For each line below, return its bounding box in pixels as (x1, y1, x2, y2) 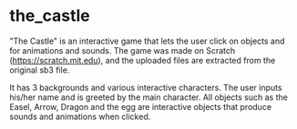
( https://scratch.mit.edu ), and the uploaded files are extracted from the (9, 55, 276, 65)
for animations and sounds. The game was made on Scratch (9, 45, 235, 55)
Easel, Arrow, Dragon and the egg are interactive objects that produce (9, 101, 271, 112)
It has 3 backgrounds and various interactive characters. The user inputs (9, 82, 282, 93)
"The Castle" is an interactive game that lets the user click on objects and (9, 35, 285, 46)
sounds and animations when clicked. (9, 111, 151, 122)
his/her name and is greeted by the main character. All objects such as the (9, 92, 289, 103)
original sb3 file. (9, 64, 70, 75)
